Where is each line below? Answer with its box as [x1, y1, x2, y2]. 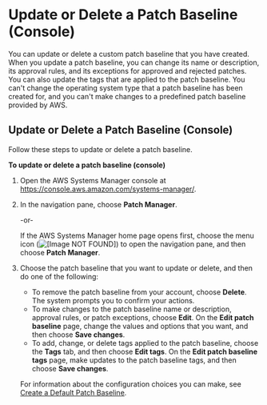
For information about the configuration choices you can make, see [19, 379, 241, 389]
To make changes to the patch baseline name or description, [31, 304, 232, 314]
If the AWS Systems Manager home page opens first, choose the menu [19, 231, 254, 240]
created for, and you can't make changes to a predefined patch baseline [8, 91, 246, 101]
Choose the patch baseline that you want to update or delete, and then [19, 263, 253, 273]
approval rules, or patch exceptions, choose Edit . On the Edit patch [31, 312, 254, 322]
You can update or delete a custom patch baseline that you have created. [8, 49, 249, 58]
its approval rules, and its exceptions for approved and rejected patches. [8, 66, 247, 75]
